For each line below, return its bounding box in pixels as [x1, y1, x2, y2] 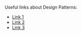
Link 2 [11, 19, 25, 25]
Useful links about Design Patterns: [4, 4, 77, 10]
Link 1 [11, 14, 24, 19]
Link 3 [11, 24, 25, 30]
